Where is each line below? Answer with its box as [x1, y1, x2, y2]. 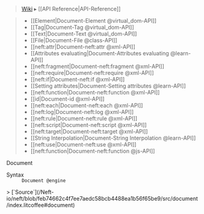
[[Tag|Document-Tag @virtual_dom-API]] [30, 24, 135, 31]
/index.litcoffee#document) [6, 202, 75, 208]
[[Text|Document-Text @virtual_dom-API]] [30, 30, 137, 37]
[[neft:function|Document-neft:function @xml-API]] [30, 89, 161, 96]
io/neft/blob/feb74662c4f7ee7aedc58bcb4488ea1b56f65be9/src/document [6, 195, 198, 202]
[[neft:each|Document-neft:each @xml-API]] [30, 102, 143, 109]
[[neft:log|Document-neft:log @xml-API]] [30, 109, 134, 115]
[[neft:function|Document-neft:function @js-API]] [30, 147, 155, 155]
